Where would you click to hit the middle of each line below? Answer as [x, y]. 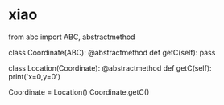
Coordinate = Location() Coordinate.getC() [79, 92]
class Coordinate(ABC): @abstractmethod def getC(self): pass [112, 52]
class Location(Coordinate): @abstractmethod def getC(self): [110, 68]
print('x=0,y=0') [35, 76]
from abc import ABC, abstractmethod [72, 37]
